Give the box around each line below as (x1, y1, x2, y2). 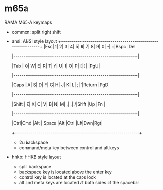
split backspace (19, 163, 52, 169)
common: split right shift (11, 29, 61, 35)
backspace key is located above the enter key (19, 169, 112, 175)
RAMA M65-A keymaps (4, 19, 52, 25)
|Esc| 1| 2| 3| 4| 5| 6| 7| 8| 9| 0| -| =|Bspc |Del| (43, 43, 137, 49)
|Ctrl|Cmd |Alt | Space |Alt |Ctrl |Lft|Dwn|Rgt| (11, 120, 103, 126)
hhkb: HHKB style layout (11, 154, 61, 160)
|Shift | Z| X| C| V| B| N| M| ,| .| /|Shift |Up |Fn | (11, 101, 106, 107)
